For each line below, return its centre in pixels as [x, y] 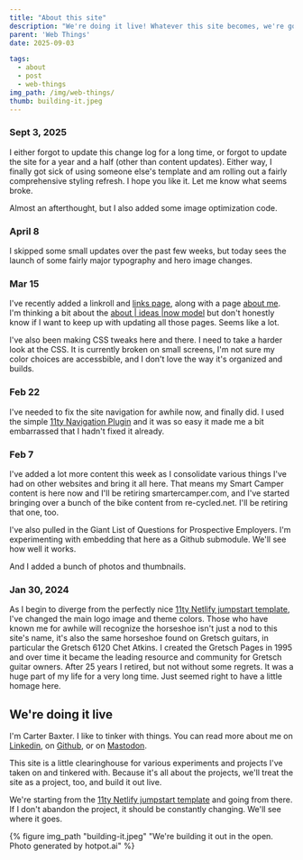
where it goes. [36, 819]
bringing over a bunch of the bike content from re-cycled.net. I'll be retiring [149, 502]
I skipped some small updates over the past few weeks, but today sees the [148, 251]
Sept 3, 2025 [38, 133]
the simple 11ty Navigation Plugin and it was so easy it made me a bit [137, 421]
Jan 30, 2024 [39, 590]
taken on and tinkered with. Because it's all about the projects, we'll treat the [151, 773]
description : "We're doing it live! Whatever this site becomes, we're [147, 26]
